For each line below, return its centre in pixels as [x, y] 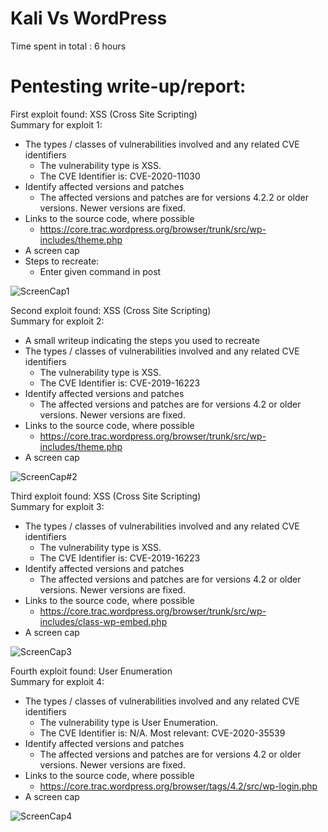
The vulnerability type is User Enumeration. [128, 722]
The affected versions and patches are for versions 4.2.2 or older [174, 197]
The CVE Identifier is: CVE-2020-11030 [120, 176]
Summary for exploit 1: [56, 124]
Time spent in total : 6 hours [68, 46]
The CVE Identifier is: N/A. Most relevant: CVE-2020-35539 [162, 733]
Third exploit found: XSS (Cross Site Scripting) [106, 496]
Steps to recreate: [62, 261]
